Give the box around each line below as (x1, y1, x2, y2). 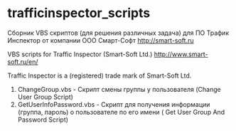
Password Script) (17, 115, 69, 124)
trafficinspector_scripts (7, 5, 151, 21)
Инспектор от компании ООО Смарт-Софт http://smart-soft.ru (7, 36, 194, 44)
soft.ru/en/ (7, 57, 38, 65)
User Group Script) (17, 93, 73, 101)
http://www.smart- (154, 50, 208, 58)
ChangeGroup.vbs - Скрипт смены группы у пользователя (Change (17, 85, 222, 93)
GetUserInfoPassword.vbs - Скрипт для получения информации (17, 100, 210, 108)
